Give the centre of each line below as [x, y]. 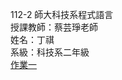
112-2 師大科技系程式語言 [62, 14]
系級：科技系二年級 [50, 52]
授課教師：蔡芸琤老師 [54, 27]
